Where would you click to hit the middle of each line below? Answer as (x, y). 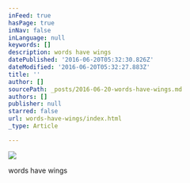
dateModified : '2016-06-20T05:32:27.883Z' (79, 67)
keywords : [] (30, 45)
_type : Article (33, 126)
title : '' (25, 74)
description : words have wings (60, 52)
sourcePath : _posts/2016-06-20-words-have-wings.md (95, 89)
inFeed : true (30, 15)
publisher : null (35, 104)
